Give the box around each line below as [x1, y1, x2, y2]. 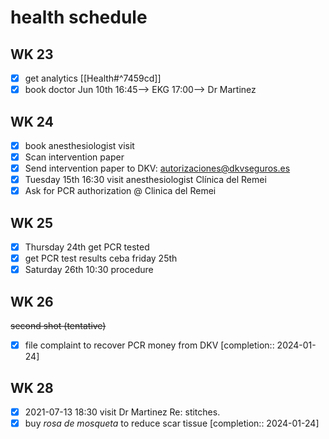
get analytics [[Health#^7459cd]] [24, 72, 162, 84]
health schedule [10, 6, 148, 29]
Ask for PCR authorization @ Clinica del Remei [24, 185, 217, 197]
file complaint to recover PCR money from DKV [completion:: [24, 339, 275, 351]
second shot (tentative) [10, 320, 107, 332]
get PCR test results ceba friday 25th [24, 252, 178, 265]
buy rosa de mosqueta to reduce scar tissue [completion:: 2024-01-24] [24, 417, 320, 429]
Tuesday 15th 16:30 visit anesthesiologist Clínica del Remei [24, 174, 267, 186]
